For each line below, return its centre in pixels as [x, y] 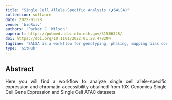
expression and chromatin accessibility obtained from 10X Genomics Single [86, 87]
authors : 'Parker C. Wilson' [36, 29]
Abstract [20, 69]
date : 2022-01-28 [24, 19]
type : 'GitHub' [21, 48]
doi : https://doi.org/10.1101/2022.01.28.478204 [58, 39]
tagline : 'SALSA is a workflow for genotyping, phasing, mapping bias [82, 44]
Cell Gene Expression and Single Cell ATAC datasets [60, 92]
